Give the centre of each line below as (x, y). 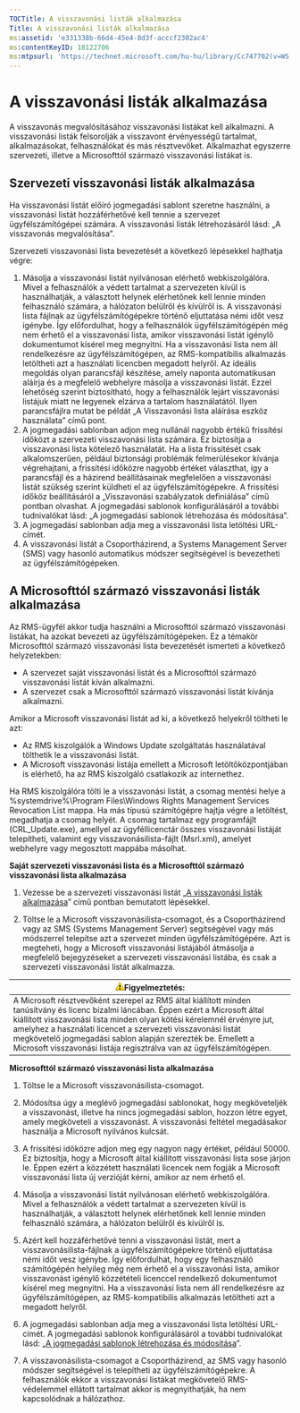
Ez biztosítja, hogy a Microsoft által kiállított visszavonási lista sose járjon (156, 1158)
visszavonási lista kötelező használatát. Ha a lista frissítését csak (142, 448)
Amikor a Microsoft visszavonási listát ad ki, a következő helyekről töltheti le (149, 718)
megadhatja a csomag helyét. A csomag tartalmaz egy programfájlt (133, 820)
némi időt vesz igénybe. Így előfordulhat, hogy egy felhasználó (137, 1259)
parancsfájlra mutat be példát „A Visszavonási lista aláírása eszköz (145, 411)
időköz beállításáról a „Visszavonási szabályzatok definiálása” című (146, 496)
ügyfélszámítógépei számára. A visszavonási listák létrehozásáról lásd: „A (145, 224)
